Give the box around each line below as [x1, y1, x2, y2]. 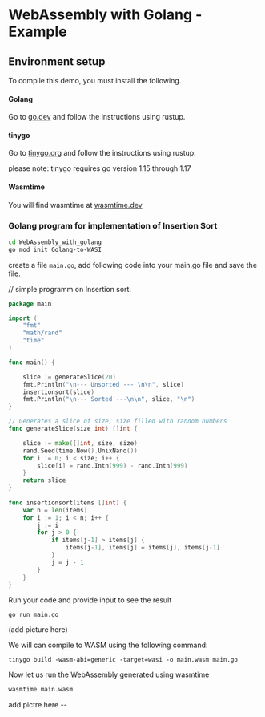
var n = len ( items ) [22, 506, 88, 514]
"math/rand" [22, 329, 62, 338]
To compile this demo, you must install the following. [8, 76, 182, 85]
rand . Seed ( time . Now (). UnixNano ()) [22, 447, 138, 455]
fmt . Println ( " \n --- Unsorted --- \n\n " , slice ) [22, 380, 184, 388]
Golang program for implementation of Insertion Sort [8, 220, 218, 231]
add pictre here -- [8, 700, 68, 710]
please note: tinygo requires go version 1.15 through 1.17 [8, 164, 191, 173]
